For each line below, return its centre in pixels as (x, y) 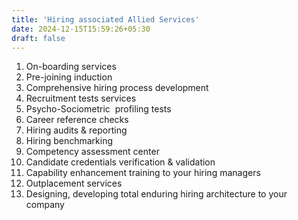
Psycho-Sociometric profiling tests (98, 109)
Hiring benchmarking (69, 141)
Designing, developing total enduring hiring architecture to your (156, 194)
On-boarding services (71, 67)
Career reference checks (77, 120)
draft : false (38, 38)
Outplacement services (74, 183)
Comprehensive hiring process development (117, 88)
